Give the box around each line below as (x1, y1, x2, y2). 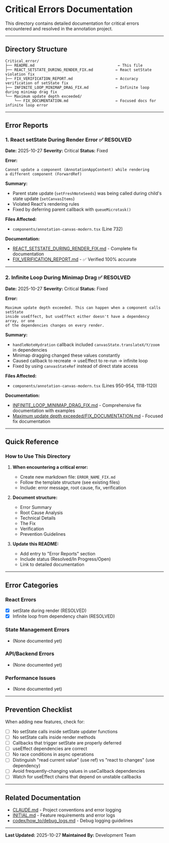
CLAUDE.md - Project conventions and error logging (12, 807, 122, 813)
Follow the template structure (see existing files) (20, 479, 120, 486)
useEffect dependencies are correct (12, 745, 88, 752)
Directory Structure (5, 45, 68, 54)
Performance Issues (5, 674, 56, 681)
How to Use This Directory (5, 453, 71, 460)
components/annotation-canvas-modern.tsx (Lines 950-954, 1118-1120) (12, 383, 157, 389)
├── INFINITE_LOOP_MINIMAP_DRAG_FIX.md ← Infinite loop (5, 85, 150, 90)
